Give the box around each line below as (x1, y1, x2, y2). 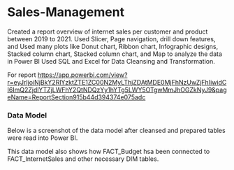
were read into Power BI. (7, 134, 78, 142)
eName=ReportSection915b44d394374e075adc (7, 92, 146, 101)
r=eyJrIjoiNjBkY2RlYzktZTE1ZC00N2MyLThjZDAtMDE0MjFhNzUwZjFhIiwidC (7, 78, 227, 86)
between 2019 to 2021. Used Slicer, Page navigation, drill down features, (7, 34, 216, 43)
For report (7, 71, 36, 79)
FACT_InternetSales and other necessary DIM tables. (7, 155, 159, 163)
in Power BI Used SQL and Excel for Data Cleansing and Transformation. (7, 57, 215, 65)
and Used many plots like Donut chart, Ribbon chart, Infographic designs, (7, 42, 219, 50)
